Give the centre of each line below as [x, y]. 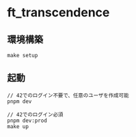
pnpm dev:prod [27, 121]
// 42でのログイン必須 [35, 115]
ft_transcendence [58, 13]
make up [18, 126]
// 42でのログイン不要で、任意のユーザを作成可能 [68, 95]
